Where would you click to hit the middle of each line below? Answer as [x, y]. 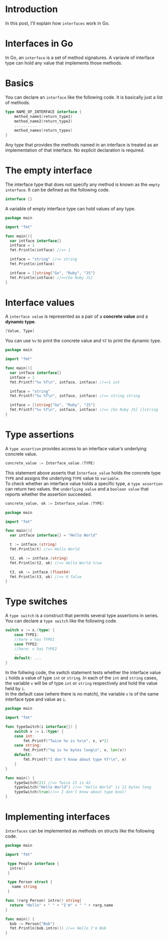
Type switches [36, 602]
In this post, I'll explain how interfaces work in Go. [57, 23]
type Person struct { [30, 882]
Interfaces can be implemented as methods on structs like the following [80, 831]
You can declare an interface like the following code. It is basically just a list [84, 97]
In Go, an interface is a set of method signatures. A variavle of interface [80, 57]
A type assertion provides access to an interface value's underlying [76, 448]
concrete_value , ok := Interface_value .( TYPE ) [55, 503]
